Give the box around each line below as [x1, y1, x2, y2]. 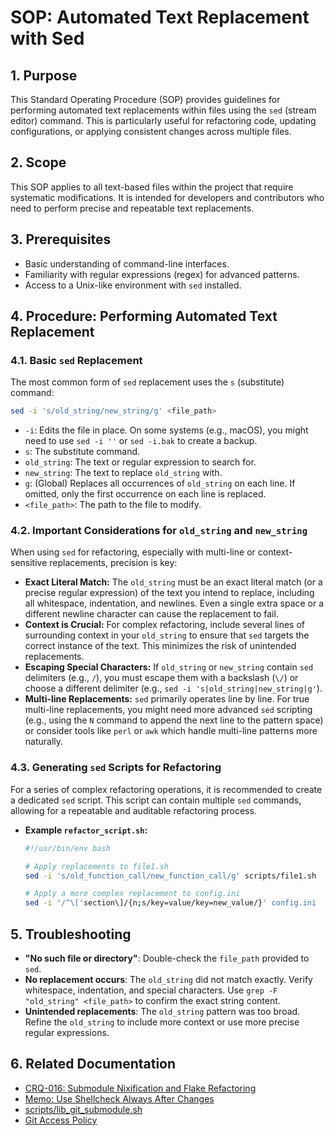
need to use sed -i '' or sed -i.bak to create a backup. [24, 435, 258, 447]
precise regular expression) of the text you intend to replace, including [24, 587, 315, 599]
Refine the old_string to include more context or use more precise [24, 1016, 300, 1028]
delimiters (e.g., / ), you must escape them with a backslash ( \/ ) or [24, 672, 299, 684]
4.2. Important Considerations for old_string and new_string [10, 524, 308, 538]
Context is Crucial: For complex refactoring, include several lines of [24, 619, 306, 631]
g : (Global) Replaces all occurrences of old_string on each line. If [24, 477, 296, 490]
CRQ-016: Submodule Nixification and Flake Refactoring [24, 1082, 257, 1094]
